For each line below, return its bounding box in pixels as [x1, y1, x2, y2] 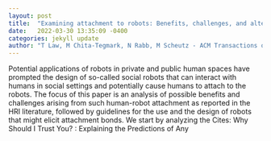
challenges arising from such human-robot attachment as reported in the [8, 98, 251, 108]
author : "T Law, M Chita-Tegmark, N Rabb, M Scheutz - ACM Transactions [8, 42, 258, 50]
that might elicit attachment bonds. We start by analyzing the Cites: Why [8, 115, 248, 125]
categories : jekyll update [8, 34, 99, 43]
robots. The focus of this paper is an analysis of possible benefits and [8, 89, 240, 99]
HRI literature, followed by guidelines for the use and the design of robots [8, 106, 252, 117]
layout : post [8, 11, 52, 20]
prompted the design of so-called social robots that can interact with [8, 73, 237, 82]
